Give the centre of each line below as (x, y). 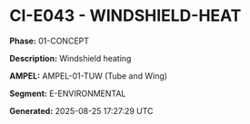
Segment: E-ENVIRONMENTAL (68, 93)
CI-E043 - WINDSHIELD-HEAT (125, 16)
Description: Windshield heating (70, 58)
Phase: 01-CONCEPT (49, 41)
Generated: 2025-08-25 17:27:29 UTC (81, 110)
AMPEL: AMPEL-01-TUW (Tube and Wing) (89, 76)
